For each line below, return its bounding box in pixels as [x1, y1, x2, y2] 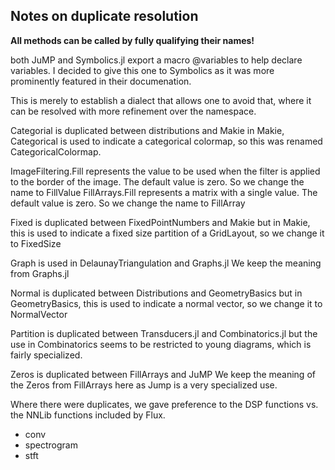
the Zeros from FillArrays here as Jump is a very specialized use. [10, 379, 278, 391]
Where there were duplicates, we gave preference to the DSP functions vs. [10, 398, 319, 410]
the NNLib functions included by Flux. [10, 409, 166, 421]
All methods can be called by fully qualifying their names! [10, 34, 255, 46]
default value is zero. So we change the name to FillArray [10, 197, 246, 209]
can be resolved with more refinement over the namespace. [10, 105, 257, 117]
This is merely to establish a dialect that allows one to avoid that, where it [10, 94, 312, 106]
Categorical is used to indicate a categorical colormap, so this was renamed [10, 135, 323, 147]
